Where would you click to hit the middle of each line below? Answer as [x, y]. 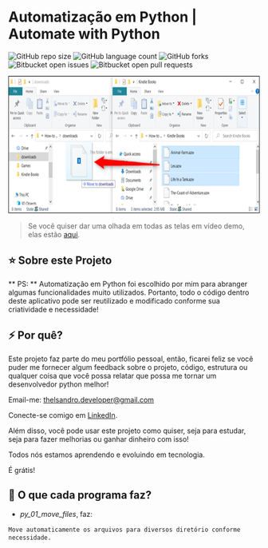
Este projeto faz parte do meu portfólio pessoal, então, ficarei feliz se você [131, 359]
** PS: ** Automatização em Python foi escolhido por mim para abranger [128, 284]
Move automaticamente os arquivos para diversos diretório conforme [124, 530]
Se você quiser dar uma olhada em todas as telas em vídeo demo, [136, 226]
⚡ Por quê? [36, 336]
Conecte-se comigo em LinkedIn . [63, 415]
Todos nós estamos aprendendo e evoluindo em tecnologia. [106, 455]
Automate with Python [85, 34]
